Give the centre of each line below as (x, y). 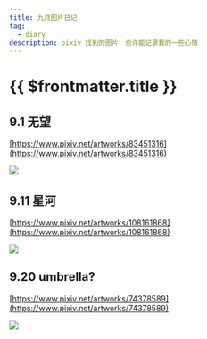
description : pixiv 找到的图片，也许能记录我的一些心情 (104, 42)
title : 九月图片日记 (43, 17)
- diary (32, 34)
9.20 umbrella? (52, 277)
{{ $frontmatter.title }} (93, 87)
